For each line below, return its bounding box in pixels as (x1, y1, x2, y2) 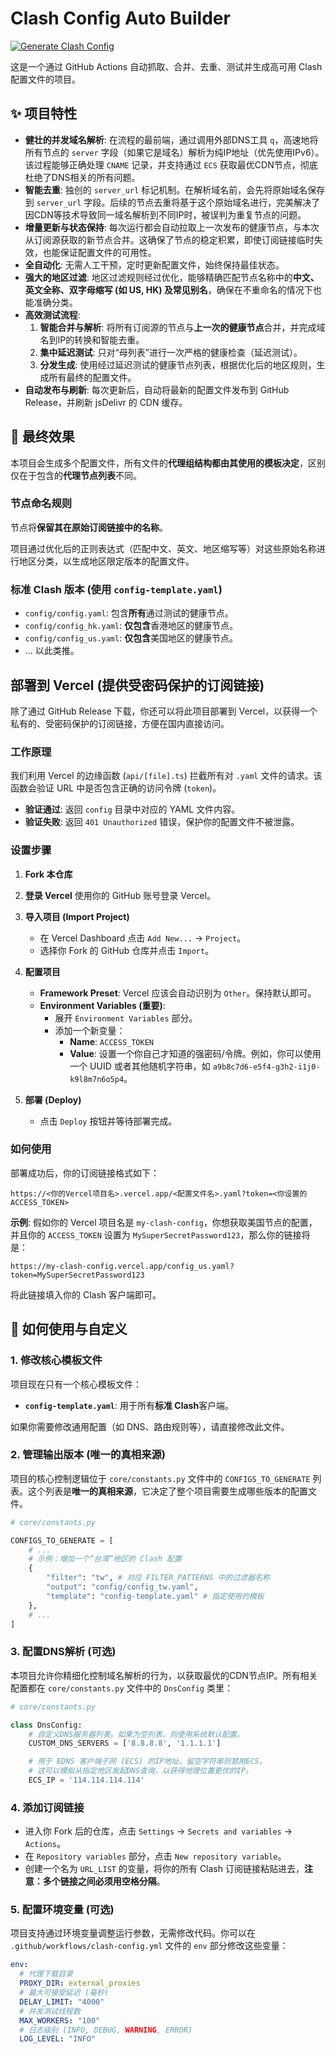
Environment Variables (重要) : (39, 999, 166, 1011)
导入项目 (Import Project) (24, 910, 130, 922)
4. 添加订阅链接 (10, 1800, 85, 1814)
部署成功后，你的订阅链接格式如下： (10, 1167, 160, 1179)
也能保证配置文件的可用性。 (42, 246, 157, 258)
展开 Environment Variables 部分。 (54, 1012, 198, 1024)
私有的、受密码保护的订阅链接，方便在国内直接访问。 (10, 717, 230, 729)
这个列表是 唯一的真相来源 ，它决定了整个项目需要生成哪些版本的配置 (27, 1485, 308, 1497)
